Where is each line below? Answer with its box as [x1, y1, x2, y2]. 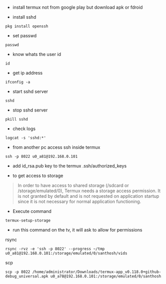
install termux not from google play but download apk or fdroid [12, 5, 143, 10]
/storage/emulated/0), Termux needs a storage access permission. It [17, 188, 161, 194]
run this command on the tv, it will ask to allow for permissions [12, 227, 143, 233]
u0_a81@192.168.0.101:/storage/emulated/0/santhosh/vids [5, 251, 128, 256]
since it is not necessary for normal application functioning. [17, 199, 141, 204]
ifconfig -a [5, 80, 30, 85]
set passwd [12, 33, 37, 38]
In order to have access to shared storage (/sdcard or [17, 183, 129, 188]
